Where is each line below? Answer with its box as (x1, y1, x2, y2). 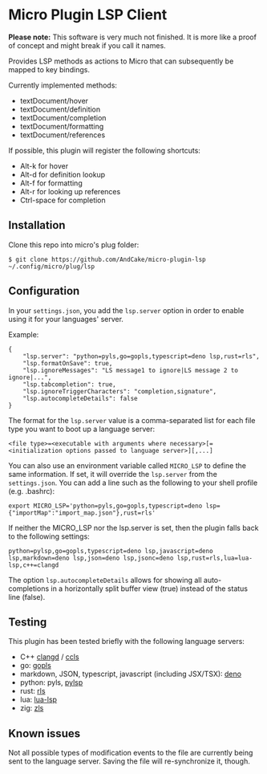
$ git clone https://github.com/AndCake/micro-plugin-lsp (8, 255, 206, 263)
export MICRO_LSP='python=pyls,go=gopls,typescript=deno (8, 502, 203, 510)
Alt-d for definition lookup (19, 169, 106, 179)
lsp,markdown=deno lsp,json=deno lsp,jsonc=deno (8, 554, 174, 562)
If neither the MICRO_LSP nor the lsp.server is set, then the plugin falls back (8, 523, 259, 532)
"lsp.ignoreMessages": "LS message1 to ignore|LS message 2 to (22, 366, 239, 374)
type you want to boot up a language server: (8, 424, 155, 434)
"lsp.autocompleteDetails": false (22, 394, 138, 402)
